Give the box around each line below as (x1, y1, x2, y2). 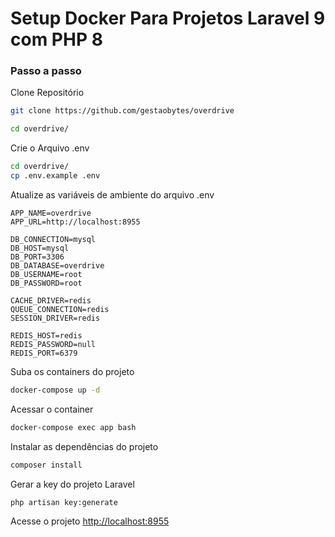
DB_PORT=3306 (10, 252, 65, 262)
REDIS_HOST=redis (10, 330, 83, 341)
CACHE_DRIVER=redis (10, 295, 92, 306)
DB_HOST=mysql (10, 243, 70, 253)
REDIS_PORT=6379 (10, 348, 78, 358)
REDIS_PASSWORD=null (10, 339, 97, 349)
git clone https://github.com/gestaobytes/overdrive (10, 106, 235, 116)
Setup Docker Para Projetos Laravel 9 (10, 7, 326, 30)
